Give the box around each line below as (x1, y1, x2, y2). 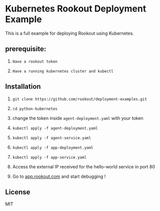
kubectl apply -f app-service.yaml (12, 155, 87, 160)
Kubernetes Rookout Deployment (5, 3, 146, 15)
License (5, 187, 30, 196)
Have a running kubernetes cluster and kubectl (12, 69, 113, 74)
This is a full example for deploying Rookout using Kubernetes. (5, 30, 134, 36)
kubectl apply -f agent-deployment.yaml (12, 126, 98, 131)
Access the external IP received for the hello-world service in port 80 (12, 163, 155, 169)
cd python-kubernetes (12, 106, 57, 111)
